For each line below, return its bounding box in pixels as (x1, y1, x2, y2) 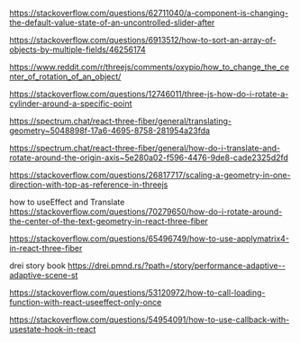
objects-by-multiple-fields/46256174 (9, 44, 146, 55)
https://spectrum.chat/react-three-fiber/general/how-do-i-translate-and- (9, 143, 281, 153)
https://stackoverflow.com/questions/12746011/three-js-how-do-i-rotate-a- (9, 89, 289, 99)
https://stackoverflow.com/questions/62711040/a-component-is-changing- (9, 8, 289, 18)
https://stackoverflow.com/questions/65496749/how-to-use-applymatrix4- (9, 233, 290, 244)
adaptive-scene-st (9, 270, 78, 280)
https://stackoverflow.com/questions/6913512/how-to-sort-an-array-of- (9, 35, 277, 45)
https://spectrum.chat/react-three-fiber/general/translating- (9, 116, 232, 126)
